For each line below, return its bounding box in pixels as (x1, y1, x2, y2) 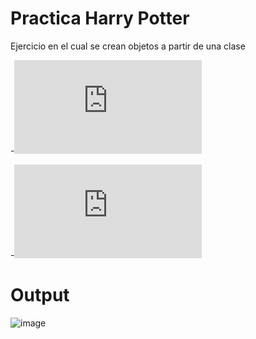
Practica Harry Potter (10, 7, 190, 30)
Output (10, 284, 70, 307)
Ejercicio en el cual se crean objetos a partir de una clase (10, 40, 246, 52)
